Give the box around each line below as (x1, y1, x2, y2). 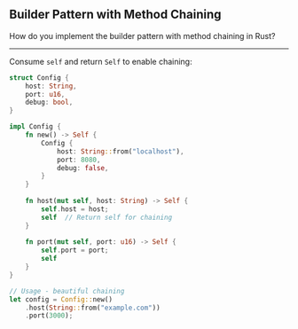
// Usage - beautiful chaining (9, 286, 125, 295)
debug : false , (56, 163, 109, 172)
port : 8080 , (56, 155, 101, 164)
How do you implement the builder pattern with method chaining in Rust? (9, 30, 276, 41)
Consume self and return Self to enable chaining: (9, 56, 192, 67)
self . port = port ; (41, 246, 109, 255)
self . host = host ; (41, 204, 109, 214)
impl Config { (9, 122, 62, 131)
